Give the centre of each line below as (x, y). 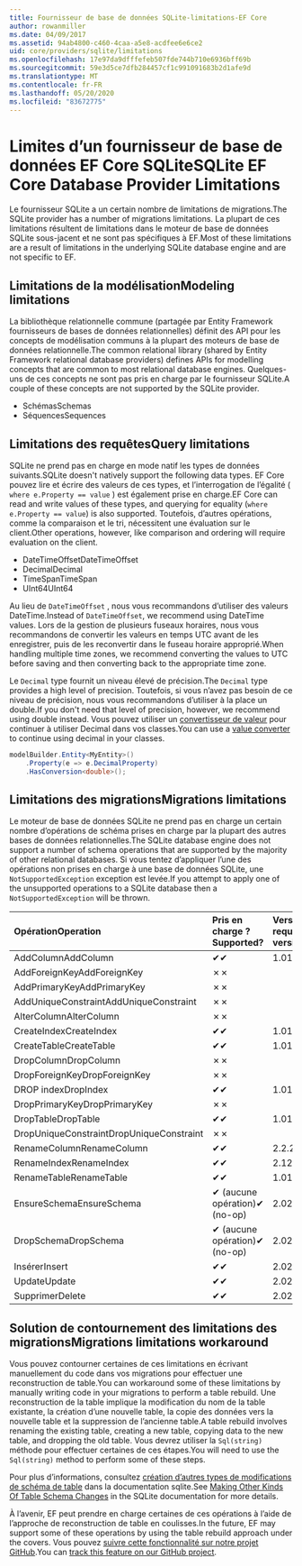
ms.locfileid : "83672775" (58, 101)
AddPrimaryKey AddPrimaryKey (80, 987)
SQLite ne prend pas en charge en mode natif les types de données (135, 465)
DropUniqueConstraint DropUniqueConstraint (109, 1134)
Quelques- (267, 370)
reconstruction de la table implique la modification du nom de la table (138, 1402)
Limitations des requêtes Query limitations (129, 444)
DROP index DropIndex (61, 1090)
